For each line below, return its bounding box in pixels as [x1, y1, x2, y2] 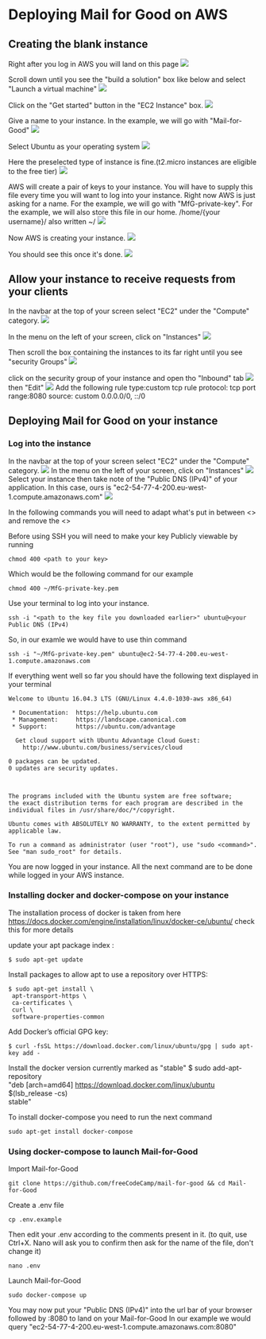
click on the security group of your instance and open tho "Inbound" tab [8, 373, 245, 382]
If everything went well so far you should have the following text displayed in [8, 670, 259, 681]
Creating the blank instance [8, 37, 148, 51]
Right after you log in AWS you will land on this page [8, 60, 179, 68]
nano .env [8, 1262, 41, 1270]
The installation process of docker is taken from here [8, 908, 181, 918]
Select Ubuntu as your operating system [8, 142, 141, 151]
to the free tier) [8, 167, 58, 176]
